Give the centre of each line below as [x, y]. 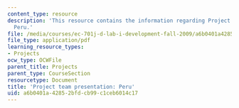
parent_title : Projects [43, 67]
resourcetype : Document [43, 80]
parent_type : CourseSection [49, 73]
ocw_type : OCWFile [34, 60]
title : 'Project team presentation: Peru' [71, 87]
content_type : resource [43, 14]
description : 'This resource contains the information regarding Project [119, 21]
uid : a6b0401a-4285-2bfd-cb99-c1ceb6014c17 [73, 93]
